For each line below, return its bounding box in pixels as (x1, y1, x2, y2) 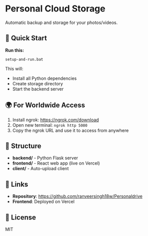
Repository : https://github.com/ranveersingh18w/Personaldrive (12, 193, 143, 200)
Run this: (5, 47, 24, 53)
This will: (5, 65, 23, 71)
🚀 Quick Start (5, 34, 47, 42)
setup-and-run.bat (5, 57, 43, 62)
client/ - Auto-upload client (12, 166, 69, 172)
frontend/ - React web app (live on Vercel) (12, 160, 100, 166)
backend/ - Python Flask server (12, 155, 78, 161)
